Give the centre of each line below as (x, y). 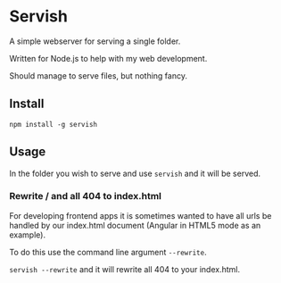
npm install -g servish (54, 124)
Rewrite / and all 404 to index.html (86, 196)
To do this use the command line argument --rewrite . (108, 252)
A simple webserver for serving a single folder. (95, 41)
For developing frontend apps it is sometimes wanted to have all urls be (140, 215)
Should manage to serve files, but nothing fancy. (98, 75)
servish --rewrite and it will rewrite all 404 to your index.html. (125, 269)
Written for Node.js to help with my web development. (108, 58)
